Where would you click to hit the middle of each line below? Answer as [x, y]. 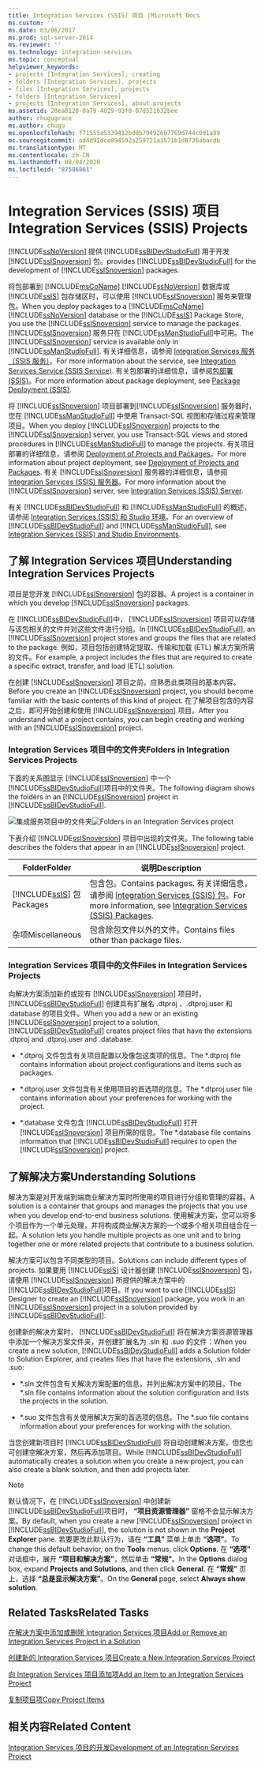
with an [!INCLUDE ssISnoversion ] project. [76, 727]
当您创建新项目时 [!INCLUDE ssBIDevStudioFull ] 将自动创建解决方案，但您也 [131, 1443]
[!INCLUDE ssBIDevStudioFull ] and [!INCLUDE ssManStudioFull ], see [118, 525]
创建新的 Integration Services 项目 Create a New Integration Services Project [132, 1657]
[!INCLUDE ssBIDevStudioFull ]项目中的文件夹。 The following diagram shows [131, 788]
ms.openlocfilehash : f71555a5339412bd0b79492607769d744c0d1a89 [114, 133]
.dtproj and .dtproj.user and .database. [71, 1039]
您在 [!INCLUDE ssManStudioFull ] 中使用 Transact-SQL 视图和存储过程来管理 [132, 415]
